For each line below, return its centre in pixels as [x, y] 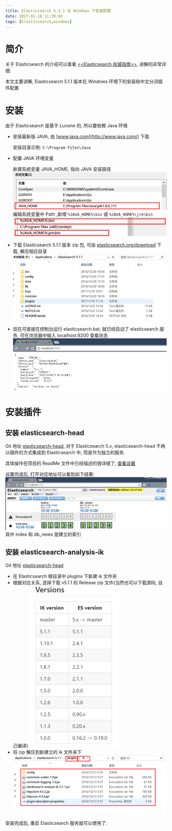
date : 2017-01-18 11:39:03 [34, 16]
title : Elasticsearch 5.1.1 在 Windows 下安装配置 [58, 11]
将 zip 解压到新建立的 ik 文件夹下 [47, 752]
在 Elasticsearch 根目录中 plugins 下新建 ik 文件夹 [65, 576]
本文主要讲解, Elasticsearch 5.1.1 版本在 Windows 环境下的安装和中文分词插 [84, 81]
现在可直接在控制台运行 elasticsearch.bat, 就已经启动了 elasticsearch [85, 329]
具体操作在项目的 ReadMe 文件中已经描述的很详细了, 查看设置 [70, 464]
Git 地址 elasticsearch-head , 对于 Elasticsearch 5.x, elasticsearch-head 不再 [85, 446]
